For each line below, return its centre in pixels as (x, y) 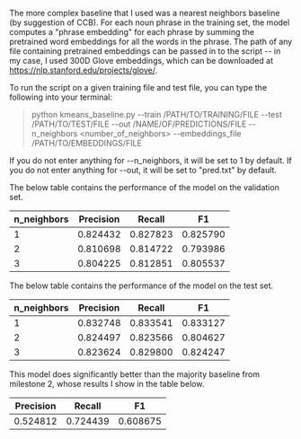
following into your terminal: (61, 97)
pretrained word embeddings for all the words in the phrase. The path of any (151, 41)
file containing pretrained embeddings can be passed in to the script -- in (145, 51)
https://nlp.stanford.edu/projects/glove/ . (84, 70)
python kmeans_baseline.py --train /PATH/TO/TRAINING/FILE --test (157, 114)
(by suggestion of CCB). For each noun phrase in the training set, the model (150, 22)
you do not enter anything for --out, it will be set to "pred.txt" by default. (143, 170)
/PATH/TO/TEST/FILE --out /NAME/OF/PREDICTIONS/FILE (139, 124)
